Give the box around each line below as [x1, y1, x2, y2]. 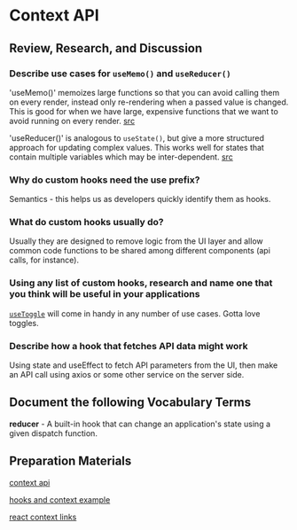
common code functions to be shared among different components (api [9, 246, 270, 256]
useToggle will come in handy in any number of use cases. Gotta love [9, 308, 261, 319]
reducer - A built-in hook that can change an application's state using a [9, 418, 271, 429]
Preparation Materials [9, 454, 132, 469]
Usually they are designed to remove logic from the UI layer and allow [9, 236, 263, 246]
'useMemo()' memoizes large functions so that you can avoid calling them [9, 87, 280, 97]
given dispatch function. [9, 427, 98, 439]
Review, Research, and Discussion [9, 41, 203, 56]
